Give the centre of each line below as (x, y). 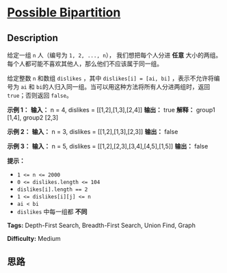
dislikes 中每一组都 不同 (52, 211)
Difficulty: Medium (34, 238)
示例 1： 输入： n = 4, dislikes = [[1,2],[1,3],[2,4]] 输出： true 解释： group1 (111, 110)
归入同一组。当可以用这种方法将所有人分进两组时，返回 (132, 87)
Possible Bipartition (64, 13)
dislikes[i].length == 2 (52, 190)
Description (32, 38)
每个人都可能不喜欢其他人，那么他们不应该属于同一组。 (85, 64)
